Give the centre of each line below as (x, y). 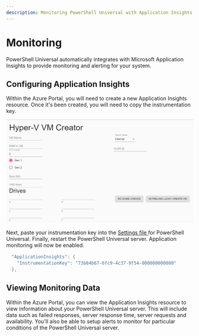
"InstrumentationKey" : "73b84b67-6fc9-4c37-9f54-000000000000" (97, 263)
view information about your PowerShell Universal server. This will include (97, 309)
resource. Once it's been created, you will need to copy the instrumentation (99, 105)
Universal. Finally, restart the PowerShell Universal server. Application (91, 239)
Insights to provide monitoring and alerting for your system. (79, 65)
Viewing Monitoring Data (53, 288)
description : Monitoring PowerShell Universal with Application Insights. (101, 12)
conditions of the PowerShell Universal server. (63, 328)
